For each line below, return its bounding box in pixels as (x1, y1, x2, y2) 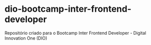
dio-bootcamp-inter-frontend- (4, 3, 132, 15)
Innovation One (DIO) (4, 35, 48, 41)
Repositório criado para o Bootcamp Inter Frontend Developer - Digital (4, 30, 147, 36)
